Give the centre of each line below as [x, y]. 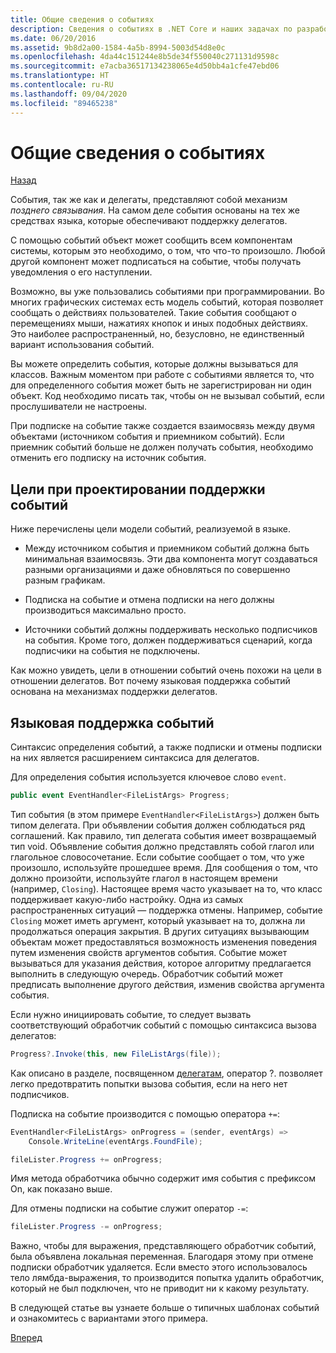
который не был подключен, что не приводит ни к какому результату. [160, 1288]
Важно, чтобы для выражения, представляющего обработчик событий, [163, 1246]
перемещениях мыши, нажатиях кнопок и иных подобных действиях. [159, 323]
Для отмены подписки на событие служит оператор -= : [129, 1208]
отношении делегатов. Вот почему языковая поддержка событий [150, 681]
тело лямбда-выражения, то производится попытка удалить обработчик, [167, 1278]
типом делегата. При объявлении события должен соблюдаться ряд [158, 825]
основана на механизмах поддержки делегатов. [114, 692]
